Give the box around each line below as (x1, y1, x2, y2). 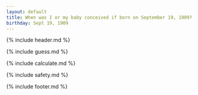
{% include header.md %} (6, 37, 70, 44)
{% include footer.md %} (6, 83, 68, 90)
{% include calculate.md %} (6, 60, 76, 67)
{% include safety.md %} (6, 72, 69, 79)
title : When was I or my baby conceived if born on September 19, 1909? (6, 14, 193, 20)
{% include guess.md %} (6, 48, 68, 55)
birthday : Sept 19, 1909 (6, 20, 69, 26)
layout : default (6, 8, 47, 15)
